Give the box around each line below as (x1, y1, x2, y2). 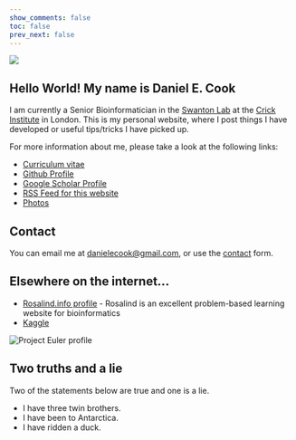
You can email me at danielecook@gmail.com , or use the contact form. (9, 248, 273, 258)
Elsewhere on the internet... (9, 273, 170, 290)
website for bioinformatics (22, 307, 120, 318)
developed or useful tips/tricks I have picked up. (9, 124, 190, 135)
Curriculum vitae (22, 159, 85, 170)
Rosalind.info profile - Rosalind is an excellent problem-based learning (22, 298, 285, 309)
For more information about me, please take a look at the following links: (9, 141, 279, 152)
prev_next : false (9, 30, 75, 39)
